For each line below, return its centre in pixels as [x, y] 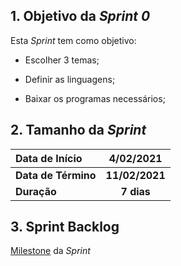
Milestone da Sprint [50, 251]
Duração [36, 191]
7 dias [135, 191]
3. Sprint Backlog [65, 227]
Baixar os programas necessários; [95, 98]
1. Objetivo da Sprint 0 [80, 16]
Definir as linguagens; [70, 79]
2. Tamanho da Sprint [78, 130]
